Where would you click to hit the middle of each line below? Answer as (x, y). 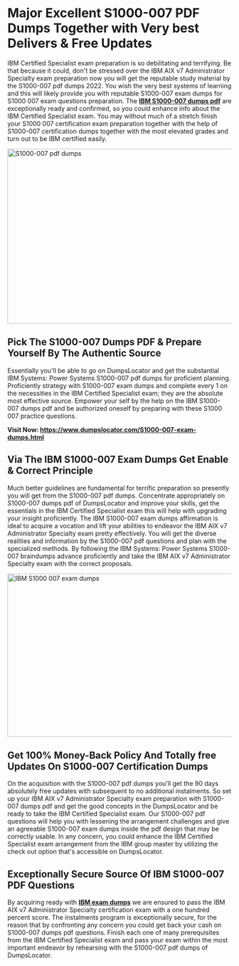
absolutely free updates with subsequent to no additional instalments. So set (119, 791)
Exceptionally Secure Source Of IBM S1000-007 (116, 874)
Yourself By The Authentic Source (84, 353)
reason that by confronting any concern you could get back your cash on (115, 925)
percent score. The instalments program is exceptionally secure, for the (112, 918)
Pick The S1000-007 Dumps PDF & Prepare (105, 342)
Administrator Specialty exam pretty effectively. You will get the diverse (112, 533)
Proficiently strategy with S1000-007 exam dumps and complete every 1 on (117, 385)
